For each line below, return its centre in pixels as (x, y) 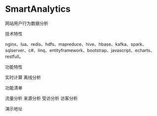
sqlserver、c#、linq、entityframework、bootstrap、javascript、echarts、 (80, 50)
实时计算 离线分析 (23, 77)
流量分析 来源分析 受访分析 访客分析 (41, 98)
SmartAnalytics (38, 9)
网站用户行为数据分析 (27, 23)
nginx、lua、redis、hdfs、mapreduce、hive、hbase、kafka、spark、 (76, 44)
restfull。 (14, 56)
